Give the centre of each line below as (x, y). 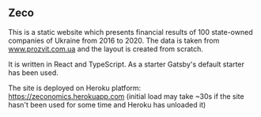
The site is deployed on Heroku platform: (75, 88)
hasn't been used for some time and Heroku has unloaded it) (107, 104)
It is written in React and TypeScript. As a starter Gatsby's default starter (127, 64)
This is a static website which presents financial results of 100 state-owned (130, 32)
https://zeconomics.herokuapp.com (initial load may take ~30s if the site (126, 96)
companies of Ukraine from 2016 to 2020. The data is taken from (114, 40)
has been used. (34, 72)
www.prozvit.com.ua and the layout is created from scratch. (106, 49)
